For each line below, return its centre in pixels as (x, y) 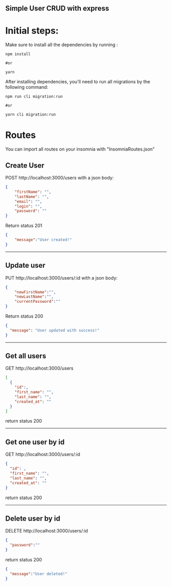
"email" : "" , (28, 202)
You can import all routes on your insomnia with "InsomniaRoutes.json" (80, 149)
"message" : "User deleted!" (39, 574)
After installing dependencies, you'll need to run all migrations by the (78, 82)
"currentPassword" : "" (37, 302)
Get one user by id (35, 442)
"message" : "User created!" (43, 240)
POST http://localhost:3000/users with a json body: (60, 178)
